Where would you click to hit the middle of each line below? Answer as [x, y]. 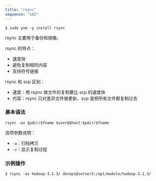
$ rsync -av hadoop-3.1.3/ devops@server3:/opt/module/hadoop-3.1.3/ [78, 174]
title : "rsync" [21, 10]
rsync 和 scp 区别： [25, 82]
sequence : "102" [22, 14]
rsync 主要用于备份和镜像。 [33, 38]
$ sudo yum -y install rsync [35, 28]
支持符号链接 [25, 71]
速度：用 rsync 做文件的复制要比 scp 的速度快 [59, 92]
